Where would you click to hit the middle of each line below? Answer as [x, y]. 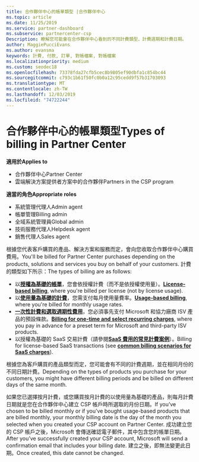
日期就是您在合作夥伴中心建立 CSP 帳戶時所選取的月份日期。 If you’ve [91, 404]
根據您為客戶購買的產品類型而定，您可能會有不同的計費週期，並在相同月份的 [100, 364]
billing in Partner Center [66, 144]
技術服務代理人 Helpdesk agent [52, 229]
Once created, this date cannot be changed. [71, 452]
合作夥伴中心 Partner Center [48, 174]
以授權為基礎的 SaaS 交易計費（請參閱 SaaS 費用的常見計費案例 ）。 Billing [103, 338]
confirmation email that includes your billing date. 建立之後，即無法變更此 [96, 445]
